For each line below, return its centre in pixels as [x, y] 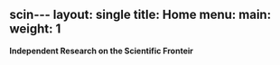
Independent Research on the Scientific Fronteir [102, 51]
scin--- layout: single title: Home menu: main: [140, 15]
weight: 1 [35, 29]
